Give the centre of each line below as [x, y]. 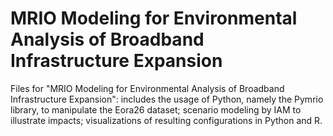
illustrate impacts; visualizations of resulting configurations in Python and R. [166, 120]
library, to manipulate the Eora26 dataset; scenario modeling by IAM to [156, 109]
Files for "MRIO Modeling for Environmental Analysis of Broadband [147, 88]
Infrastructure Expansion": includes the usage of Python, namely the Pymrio [167, 99]
